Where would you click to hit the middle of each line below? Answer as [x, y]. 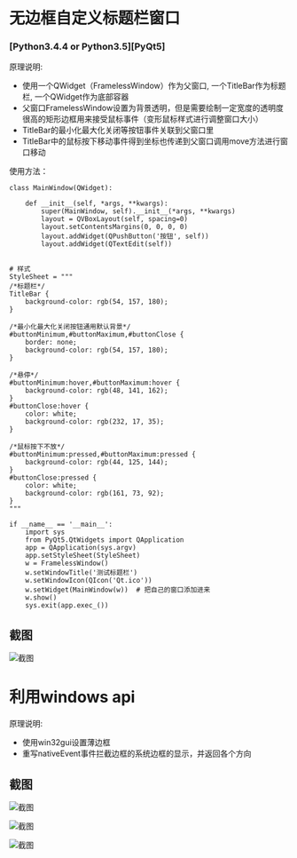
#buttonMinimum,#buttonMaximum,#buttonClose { [97, 335]
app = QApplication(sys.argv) [81, 548]
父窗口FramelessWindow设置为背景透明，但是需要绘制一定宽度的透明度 [152, 108]
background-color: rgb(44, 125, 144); [97, 463]
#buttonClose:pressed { [53, 478]
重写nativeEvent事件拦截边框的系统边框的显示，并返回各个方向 [137, 754]
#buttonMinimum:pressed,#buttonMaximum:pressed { [103, 455]
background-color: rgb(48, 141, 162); [97, 391]
